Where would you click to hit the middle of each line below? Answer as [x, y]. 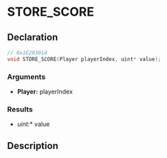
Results [20, 109]
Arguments [26, 77]
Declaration [33, 37]
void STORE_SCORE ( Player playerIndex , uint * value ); [84, 59]
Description [33, 145]
